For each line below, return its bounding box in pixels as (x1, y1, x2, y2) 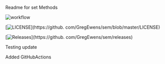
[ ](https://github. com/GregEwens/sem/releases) (5, 34, 133, 40)
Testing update (5, 44, 38, 50)
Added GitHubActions (5, 54, 51, 60)
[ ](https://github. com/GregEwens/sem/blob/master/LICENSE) (5, 24, 160, 30)
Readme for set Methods (5, 5, 58, 10)
